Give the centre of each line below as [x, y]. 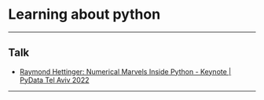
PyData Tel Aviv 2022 [54, 80]
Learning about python [84, 14]
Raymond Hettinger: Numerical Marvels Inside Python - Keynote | [125, 71]
